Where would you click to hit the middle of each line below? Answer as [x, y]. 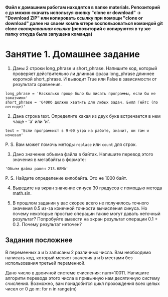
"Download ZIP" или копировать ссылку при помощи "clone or [74, 18]
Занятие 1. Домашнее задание [73, 54]
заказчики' [17, 98]
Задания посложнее [39, 240]
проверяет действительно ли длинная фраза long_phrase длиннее [83, 73]
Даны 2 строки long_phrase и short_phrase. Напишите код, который [85, 68]
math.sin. [22, 193]
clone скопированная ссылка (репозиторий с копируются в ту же [78, 29]
